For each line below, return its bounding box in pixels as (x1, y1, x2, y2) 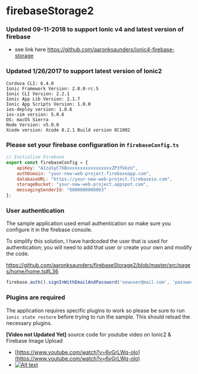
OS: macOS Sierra (6, 116, 49, 122)
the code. (6, 250, 29, 258)
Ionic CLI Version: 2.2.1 (6, 90, 70, 97)
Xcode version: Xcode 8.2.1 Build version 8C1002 (6, 127, 131, 133)
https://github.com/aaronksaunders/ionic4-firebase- (47, 46, 175, 53)
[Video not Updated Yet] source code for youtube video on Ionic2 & (6, 331, 171, 338)
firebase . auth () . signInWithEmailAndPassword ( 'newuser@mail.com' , (6, 279, 170, 285)
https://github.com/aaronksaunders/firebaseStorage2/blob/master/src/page (6, 262, 191, 269)
